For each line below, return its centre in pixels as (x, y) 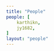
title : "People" (26, 11)
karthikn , (29, 22)
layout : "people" (27, 39)
